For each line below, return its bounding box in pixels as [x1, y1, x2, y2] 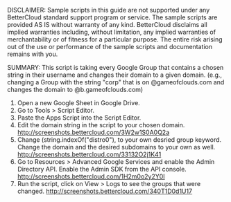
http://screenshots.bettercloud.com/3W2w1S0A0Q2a [17, 128, 170, 136]
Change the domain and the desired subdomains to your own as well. [17, 143, 216, 151]
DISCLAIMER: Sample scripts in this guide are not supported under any [7, 6, 210, 14]
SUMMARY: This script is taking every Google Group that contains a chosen [7, 64, 224, 71]
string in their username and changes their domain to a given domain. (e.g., [7, 71, 223, 79]
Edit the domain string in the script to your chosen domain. [17, 121, 185, 129]
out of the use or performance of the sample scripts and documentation [7, 43, 213, 50]
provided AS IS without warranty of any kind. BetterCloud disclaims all [7, 21, 208, 28]
